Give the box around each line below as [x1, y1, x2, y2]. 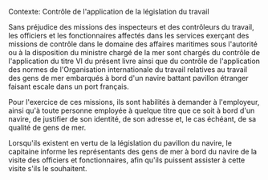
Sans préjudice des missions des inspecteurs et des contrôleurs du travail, [8, 22, 254, 31]
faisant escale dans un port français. [8, 82, 130, 91]
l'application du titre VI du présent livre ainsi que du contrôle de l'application [8, 56, 261, 66]
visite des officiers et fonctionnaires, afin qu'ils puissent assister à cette [8, 155, 246, 165]
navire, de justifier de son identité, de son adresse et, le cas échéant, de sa [8, 114, 257, 123]
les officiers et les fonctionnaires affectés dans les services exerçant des [8, 31, 250, 40]
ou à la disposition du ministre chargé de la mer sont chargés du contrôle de [8, 48, 261, 57]
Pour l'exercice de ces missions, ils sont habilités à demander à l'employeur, [8, 98, 260, 106]
